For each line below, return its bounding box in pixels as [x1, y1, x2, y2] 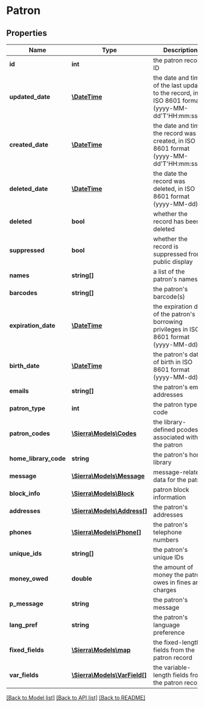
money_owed [9, 574, 49, 582]
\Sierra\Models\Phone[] [72, 528, 141, 536]
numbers [153, 536, 179, 544]
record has [153, 217, 184, 226]
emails [9, 387, 29, 395]
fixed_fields [9, 646, 44, 654]
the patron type [153, 401, 197, 409]
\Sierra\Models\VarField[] [72, 671, 147, 679]
